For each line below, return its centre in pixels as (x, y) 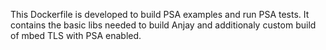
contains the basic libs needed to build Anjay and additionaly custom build (163, 25)
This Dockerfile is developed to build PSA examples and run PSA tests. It (160, 14)
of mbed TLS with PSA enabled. (76, 35)
